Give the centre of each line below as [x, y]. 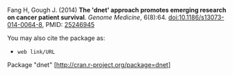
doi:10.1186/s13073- [196, 17]
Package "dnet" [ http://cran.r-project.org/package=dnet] [89, 65]
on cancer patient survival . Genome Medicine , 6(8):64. [87, 17]
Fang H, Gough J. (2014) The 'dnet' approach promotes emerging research [117, 10]
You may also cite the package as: [56, 38]
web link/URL [36, 52]
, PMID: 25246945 [69, 25]
